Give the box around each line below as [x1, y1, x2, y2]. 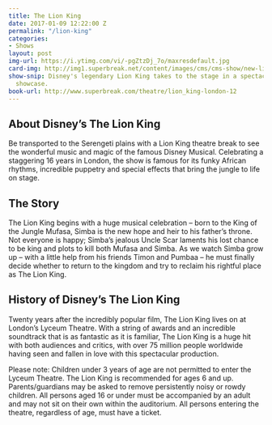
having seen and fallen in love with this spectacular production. [8, 349, 219, 359]
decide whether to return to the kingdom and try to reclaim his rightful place [8, 261, 261, 270]
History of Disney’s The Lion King [8, 293, 181, 307]
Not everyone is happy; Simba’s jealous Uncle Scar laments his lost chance [8, 236, 259, 244]
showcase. [15, 79, 49, 87]
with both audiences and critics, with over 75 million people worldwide [8, 340, 244, 350]
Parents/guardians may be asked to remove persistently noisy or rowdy [8, 381, 246, 391]
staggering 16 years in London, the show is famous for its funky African [8, 155, 247, 166]
